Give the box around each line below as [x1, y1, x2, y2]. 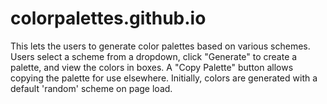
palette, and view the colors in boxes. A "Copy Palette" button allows [10, 61, 294, 73]
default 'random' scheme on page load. [10, 82, 173, 94]
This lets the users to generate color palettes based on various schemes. [10, 40, 311, 52]
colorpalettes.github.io [10, 7, 207, 30]
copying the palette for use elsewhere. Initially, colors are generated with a [10, 72, 318, 84]
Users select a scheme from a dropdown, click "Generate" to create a [10, 50, 298, 62]
